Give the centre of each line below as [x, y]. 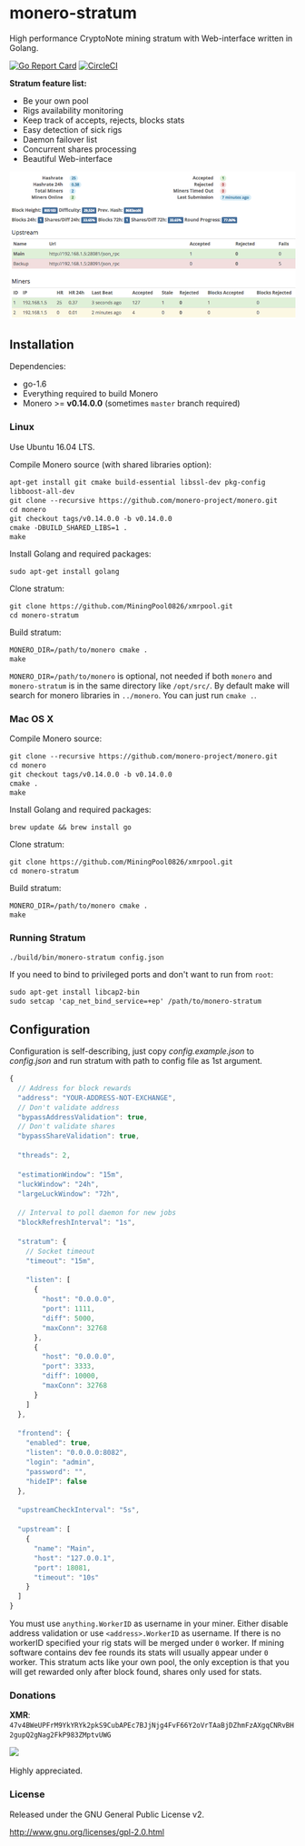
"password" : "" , [57, 1471]
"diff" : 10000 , [71, 1376]
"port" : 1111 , [69, 1309]
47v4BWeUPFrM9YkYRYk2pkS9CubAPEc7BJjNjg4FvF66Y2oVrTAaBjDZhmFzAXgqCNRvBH [152, 1726]
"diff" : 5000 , [69, 1318]
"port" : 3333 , [69, 1367]
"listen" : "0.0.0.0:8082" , [77, 1453]
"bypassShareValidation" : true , [79, 1136]
